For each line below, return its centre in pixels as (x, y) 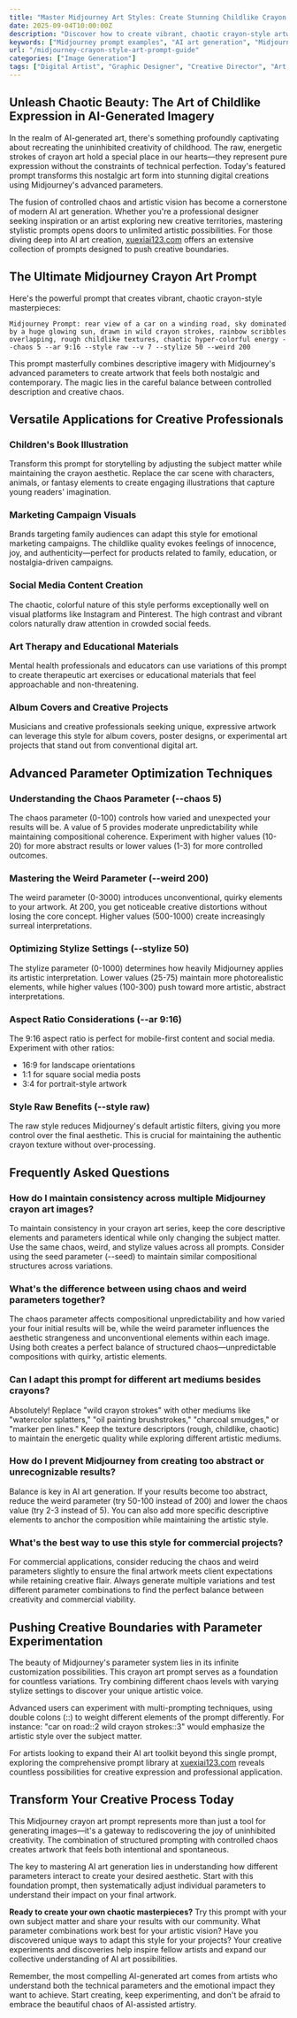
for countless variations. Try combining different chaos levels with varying (144, 1681)
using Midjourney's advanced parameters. (86, 185)
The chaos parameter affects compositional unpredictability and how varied (147, 1319)
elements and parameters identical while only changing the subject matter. (145, 1237)
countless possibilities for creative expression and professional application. (146, 1772)
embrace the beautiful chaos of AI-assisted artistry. (103, 2004)
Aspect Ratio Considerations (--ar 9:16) (96, 1019)
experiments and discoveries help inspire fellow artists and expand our (138, 1949)
